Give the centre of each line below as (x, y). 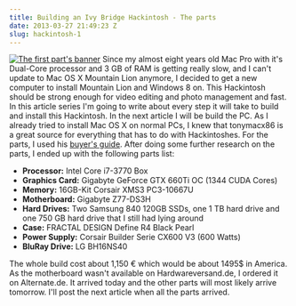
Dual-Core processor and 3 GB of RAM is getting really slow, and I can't (140, 68)
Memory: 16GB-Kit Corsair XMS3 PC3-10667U (108, 190)
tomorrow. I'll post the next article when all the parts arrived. (120, 292)
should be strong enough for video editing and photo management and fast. (148, 97)
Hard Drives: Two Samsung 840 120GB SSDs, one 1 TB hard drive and (151, 209)
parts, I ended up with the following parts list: (92, 154)
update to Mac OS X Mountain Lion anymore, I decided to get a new (133, 78)
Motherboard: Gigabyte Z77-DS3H (86, 199)
